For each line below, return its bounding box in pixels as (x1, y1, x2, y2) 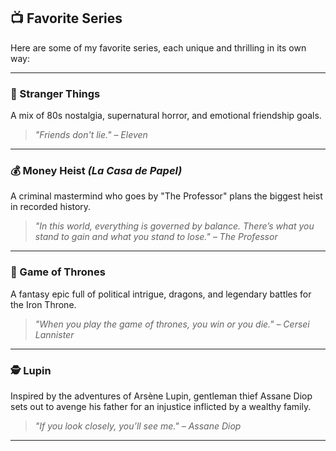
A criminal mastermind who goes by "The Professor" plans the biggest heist (10, 190, 323, 202)
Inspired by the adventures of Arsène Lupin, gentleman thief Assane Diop (10, 390, 313, 402)
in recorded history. (10, 201, 92, 213)
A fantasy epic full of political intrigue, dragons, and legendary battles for (10, 288, 312, 300)
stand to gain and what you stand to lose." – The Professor (34, 231, 278, 243)
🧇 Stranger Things (10, 86, 101, 100)
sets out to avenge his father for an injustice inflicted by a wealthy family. (10, 401, 312, 412)
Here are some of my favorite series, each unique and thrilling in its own (10, 41, 307, 54)
